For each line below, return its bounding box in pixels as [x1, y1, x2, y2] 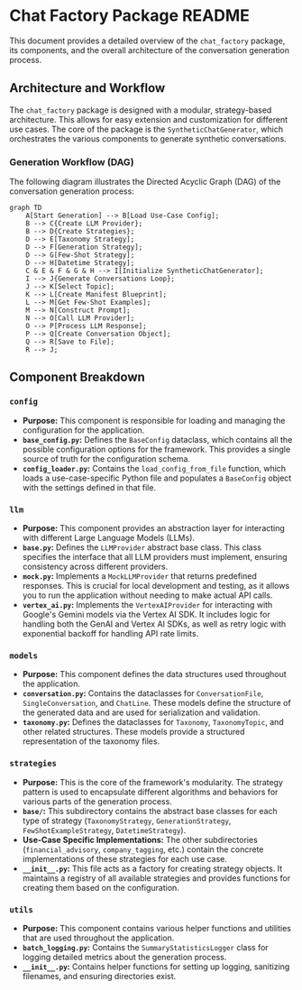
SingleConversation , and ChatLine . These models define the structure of [22, 698, 291, 709]
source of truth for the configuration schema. [22, 453, 191, 464]
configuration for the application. [22, 425, 145, 435]
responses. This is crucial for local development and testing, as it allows [22, 581, 290, 591]
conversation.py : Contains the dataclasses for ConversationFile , [22, 688, 264, 699]
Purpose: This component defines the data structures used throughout [22, 669, 287, 680]
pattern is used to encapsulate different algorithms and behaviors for [22, 786, 279, 797]
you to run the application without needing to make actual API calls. [22, 590, 273, 600]
